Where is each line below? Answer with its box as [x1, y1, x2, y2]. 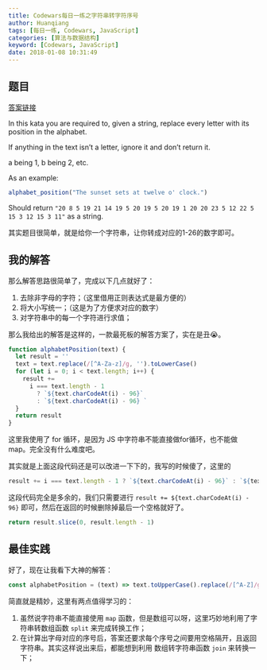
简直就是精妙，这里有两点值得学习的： [8, 596, 133, 606]
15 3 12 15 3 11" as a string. [8, 211, 104, 221]
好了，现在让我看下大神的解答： [8, 565, 113, 575]
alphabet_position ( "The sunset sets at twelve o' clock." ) [8, 188, 208, 196]
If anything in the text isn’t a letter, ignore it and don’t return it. [8, 142, 211, 152]
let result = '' [15, 353, 69, 361]
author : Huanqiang [8, 19, 69, 27]
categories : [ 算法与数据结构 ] [8, 33, 100, 42]
